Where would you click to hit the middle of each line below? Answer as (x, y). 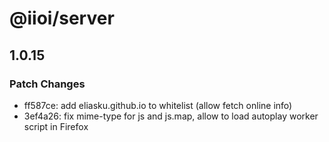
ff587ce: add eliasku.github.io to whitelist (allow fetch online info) (158, 105)
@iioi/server (62, 18)
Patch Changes (47, 84)
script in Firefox (56, 126)
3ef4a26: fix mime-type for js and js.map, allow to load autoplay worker (171, 116)
